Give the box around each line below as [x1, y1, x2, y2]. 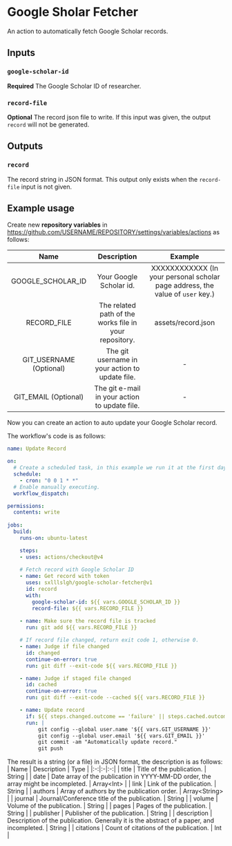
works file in [97, 318, 137, 328]
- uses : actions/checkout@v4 [19, 554, 104, 561]
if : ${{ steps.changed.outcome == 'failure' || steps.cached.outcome [25, 713, 230, 720]
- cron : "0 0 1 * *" [19, 477, 79, 484]
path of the [99, 309, 136, 319]
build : [13, 528, 32, 536]
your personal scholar [149, 272, 220, 282]
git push [37, 745, 64, 752]
